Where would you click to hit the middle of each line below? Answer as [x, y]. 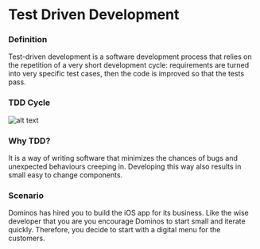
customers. [27, 238]
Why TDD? [29, 141]
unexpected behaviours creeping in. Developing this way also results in [125, 167]
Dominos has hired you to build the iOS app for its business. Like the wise [128, 213]
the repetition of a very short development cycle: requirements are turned [128, 65]
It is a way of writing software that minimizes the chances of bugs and [123, 158]
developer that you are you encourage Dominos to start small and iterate [127, 221]
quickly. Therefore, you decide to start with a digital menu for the [114, 230]
